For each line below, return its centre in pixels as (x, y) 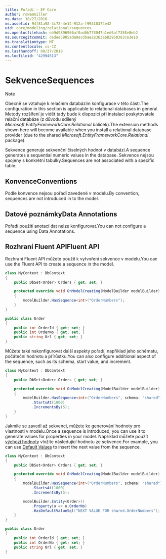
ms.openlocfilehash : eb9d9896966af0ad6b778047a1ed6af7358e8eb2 (72, 33)
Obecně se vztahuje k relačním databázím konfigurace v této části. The (77, 103)
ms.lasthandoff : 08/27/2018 (34, 51)
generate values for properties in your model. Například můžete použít (77, 436)
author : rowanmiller (26, 14)
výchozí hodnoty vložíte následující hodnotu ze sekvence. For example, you (82, 442)
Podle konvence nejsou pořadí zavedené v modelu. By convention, (72, 193)
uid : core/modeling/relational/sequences (48, 28)
